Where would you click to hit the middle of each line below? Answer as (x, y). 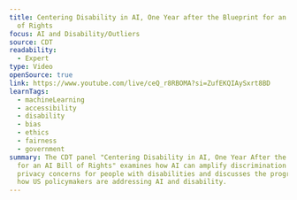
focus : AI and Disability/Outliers (75, 34)
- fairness (37, 141)
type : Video (31, 67)
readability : (33, 50)
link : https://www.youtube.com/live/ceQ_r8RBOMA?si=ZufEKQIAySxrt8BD (140, 83)
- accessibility (47, 108)
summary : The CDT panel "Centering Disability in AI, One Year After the (148, 157)
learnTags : (29, 91)
